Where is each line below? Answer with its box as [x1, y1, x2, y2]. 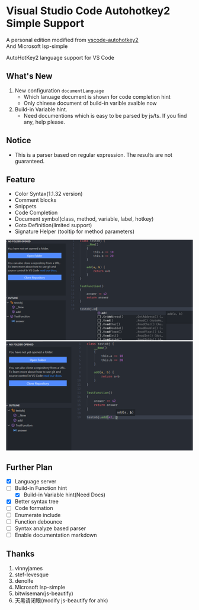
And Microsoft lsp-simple [6, 43, 68, 50]
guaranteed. [14, 157, 45, 164]
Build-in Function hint [14, 485, 68, 492]
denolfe [14, 577, 34, 584]
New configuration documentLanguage [14, 87, 105, 94]
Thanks [6, 549, 35, 559]
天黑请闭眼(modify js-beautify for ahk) [14, 596, 108, 604]
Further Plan [6, 462, 53, 472]
